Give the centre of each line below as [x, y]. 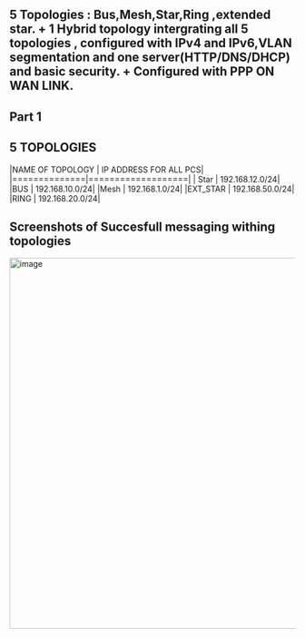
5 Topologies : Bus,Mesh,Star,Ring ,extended [140, 15]
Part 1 [26, 117]
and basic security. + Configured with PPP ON [142, 72]
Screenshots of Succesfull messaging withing [143, 226]
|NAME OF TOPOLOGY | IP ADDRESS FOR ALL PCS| [107, 169]
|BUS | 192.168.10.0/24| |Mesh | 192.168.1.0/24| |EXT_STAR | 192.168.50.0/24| [152, 189]
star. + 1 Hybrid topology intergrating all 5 [129, 29]
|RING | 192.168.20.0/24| [55, 198]
